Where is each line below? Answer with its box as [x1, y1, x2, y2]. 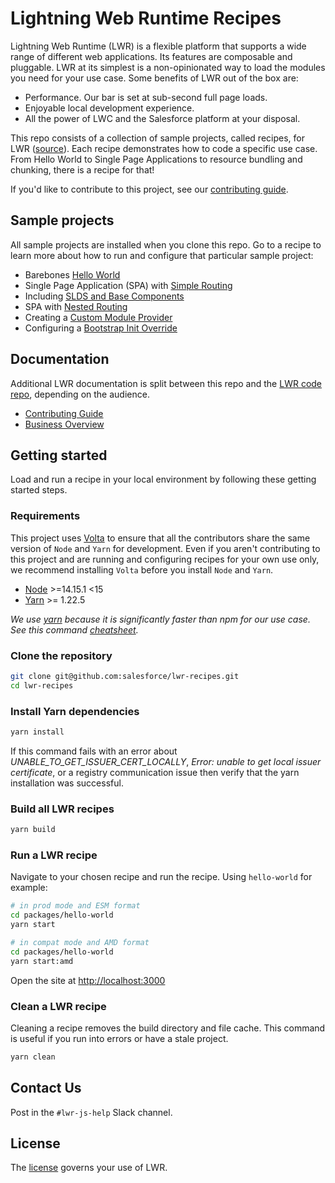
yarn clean [10, 1052, 56, 1062]
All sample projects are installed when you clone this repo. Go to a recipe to [10, 238, 322, 251]
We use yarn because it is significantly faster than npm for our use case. [10, 613, 311, 625]
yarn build [10, 825, 56, 835]
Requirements [10, 509, 81, 523]
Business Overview [24, 418, 105, 430]
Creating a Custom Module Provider [24, 311, 173, 323]
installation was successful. [10, 777, 124, 789]
